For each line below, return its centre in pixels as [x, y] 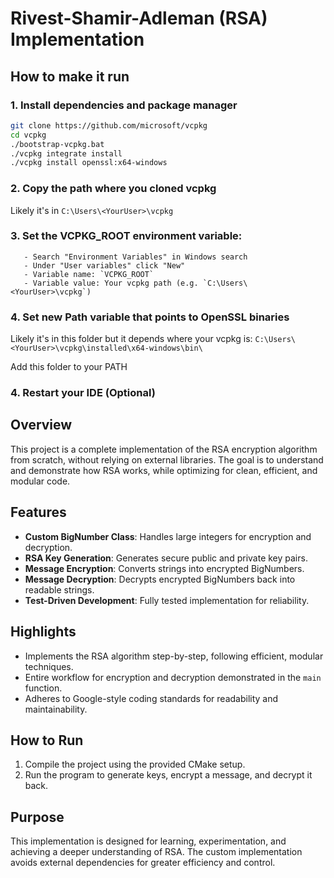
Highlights [43, 632]
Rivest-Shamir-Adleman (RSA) [139, 18]
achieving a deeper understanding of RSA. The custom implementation [156, 852]
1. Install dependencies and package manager [124, 105]
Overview [41, 425]
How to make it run [70, 76]
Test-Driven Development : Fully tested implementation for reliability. [167, 600]
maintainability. [56, 709]
